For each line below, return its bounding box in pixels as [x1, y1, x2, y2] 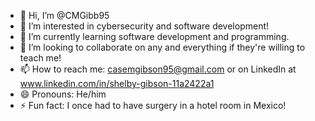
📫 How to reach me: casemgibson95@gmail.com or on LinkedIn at [19, 63, 297, 75]
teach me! [19, 52, 62, 64]
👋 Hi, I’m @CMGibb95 [19, 10, 110, 21]
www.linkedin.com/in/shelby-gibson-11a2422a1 [19, 78, 215, 89]
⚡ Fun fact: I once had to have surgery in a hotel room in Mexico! [19, 100, 287, 111]
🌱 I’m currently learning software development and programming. [19, 31, 290, 42]
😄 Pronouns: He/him [19, 88, 107, 100]
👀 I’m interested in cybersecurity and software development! [19, 20, 270, 32]
